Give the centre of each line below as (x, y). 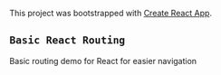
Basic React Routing (67, 40)
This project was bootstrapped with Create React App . (111, 13)
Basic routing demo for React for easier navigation (103, 61)
